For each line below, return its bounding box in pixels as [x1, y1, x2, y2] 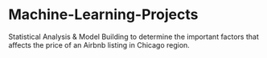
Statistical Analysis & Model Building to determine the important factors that [8, 32, 259, 41]
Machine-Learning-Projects [8, 6, 199, 24]
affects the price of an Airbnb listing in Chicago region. [8, 40, 191, 49]
